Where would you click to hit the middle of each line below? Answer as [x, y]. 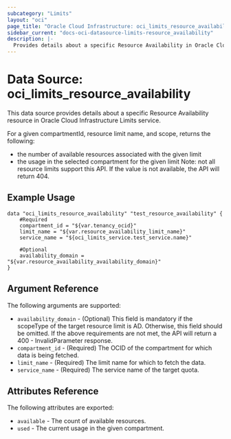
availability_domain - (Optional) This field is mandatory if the [105, 318]
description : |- [30, 39]
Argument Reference [53, 289]
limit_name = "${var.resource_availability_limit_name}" [103, 232]
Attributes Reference [53, 391]
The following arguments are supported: [64, 305]
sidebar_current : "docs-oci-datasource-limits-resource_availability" [110, 33]
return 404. [33, 176]
